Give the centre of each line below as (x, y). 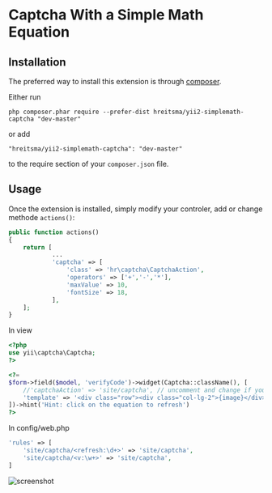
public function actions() (54, 232)
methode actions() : (42, 217)
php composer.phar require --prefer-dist (79, 112)
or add (19, 134)
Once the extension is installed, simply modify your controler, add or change (136, 209)
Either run (25, 97)
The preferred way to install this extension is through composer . (115, 81)
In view (20, 330)
